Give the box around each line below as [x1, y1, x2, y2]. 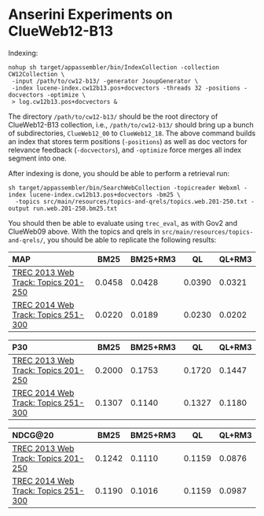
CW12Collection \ [8, 70, 65, 78]
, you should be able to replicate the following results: [42, 234, 217, 245]
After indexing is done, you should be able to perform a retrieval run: [8, 168, 230, 178]
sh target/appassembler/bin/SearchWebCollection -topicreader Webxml [8, 183, 241, 192]
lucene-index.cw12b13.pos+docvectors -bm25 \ [28, 190, 181, 198]
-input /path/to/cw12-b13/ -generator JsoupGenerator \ [11, 77, 199, 85]
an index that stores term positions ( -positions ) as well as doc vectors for [8, 136, 247, 146]
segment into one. [8, 153, 67, 163]
